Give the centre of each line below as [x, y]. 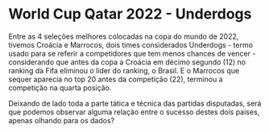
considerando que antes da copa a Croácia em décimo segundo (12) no [127, 62]
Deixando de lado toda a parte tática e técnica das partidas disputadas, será [135, 103]
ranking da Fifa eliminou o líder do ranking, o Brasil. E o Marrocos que [124, 70]
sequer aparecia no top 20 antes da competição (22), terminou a [116, 79]
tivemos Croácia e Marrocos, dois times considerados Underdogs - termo [131, 44]
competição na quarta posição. [60, 87]
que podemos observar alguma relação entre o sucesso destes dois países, [134, 112]
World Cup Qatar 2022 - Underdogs [130, 14]
